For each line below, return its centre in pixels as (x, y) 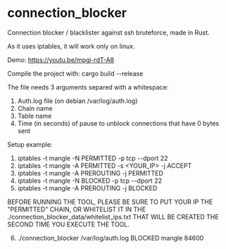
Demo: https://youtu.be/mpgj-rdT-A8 (61, 60)
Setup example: (30, 144)
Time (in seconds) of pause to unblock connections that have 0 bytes (118, 123)
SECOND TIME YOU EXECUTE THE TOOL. (68, 224)
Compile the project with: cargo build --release (75, 73)
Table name (34, 116)
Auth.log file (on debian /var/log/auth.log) (77, 101)
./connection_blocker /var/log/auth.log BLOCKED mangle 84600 (111, 238)
